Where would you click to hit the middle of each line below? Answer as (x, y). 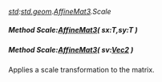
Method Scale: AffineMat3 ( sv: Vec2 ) (71, 49)
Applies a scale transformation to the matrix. (81, 70)
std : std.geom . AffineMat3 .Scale (60, 12)
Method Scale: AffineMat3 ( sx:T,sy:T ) (73, 29)
